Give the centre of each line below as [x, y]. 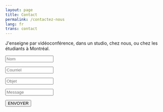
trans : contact [21, 29]
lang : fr [15, 24]
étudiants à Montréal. [28, 49]
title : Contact [21, 15]
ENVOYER [18, 104]
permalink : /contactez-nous [35, 19]
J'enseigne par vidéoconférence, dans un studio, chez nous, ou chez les [81, 43]
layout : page [19, 10]
